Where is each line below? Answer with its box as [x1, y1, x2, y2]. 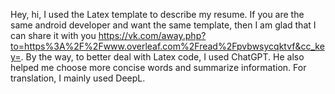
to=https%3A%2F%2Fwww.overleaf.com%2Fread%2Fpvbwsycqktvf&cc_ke [10, 40, 325, 52]
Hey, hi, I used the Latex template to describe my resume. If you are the [10, 9, 305, 20]
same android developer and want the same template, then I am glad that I [10, 19, 317, 31]
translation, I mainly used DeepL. [10, 72, 146, 84]
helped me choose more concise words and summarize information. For [10, 62, 307, 73]
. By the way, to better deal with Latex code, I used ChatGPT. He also [20, 51, 305, 63]
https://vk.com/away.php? [98, 30, 207, 41]
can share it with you [10, 30, 97, 41]
